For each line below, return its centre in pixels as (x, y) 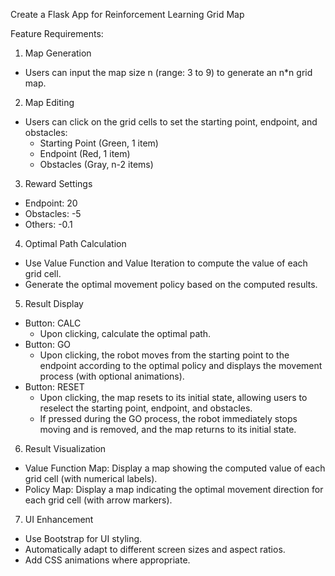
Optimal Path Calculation (75, 243)
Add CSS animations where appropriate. (107, 560)
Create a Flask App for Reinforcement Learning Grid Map (127, 14)
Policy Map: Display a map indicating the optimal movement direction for (174, 489)
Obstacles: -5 (53, 213)
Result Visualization (65, 448)
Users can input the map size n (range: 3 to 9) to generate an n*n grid (168, 72)
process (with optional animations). (112, 376)
